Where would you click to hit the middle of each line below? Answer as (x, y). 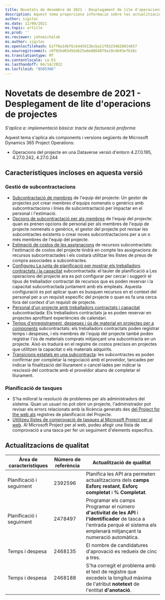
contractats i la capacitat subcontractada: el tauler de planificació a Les (84, 270)
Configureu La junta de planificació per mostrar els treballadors (76, 266)
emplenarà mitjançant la (113, 531)
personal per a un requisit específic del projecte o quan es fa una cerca (84, 297)
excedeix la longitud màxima (119, 577)
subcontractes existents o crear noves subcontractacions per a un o (81, 234)
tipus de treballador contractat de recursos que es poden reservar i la (82, 281)
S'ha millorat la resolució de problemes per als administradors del (78, 398)
